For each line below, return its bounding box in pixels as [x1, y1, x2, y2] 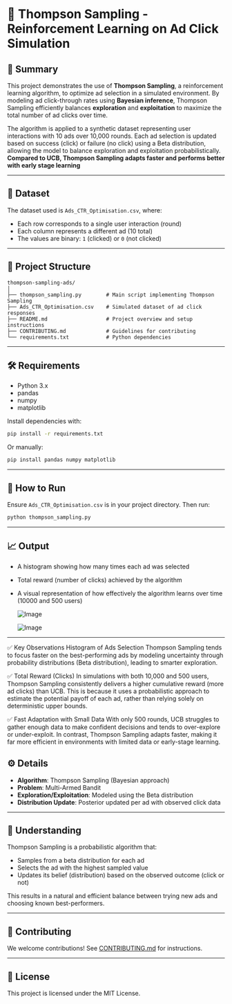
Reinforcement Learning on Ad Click [7, 21, 219, 37]
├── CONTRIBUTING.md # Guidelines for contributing [7, 328, 196, 334]
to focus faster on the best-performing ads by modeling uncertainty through [7, 651, 224, 659]
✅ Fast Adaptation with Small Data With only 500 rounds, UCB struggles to [7, 715, 220, 723]
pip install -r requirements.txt [7, 431, 104, 438]
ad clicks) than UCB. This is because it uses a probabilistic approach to [7, 687, 210, 695]
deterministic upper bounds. [7, 701, 88, 710]
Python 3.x [17, 382, 48, 390]
